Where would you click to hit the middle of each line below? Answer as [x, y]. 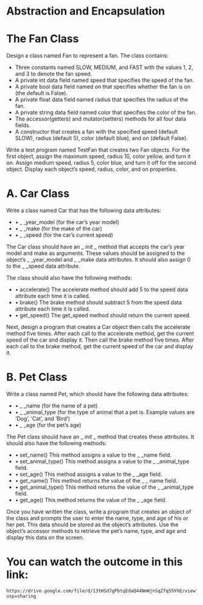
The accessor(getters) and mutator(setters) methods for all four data [100, 119]
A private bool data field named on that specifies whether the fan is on [103, 87]
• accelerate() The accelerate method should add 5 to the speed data [101, 289]
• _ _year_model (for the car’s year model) [67, 222]
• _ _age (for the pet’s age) [48, 425]
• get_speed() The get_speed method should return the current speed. [103, 316]
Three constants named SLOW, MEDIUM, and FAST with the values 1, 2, [104, 67]
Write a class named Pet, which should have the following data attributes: [98, 394]
